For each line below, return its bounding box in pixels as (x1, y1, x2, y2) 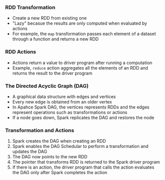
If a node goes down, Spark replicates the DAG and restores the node (12, 114, 155, 120)
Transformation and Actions (5, 127, 74, 134)
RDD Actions (5, 48, 36, 55)
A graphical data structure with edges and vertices (12, 93, 116, 100)
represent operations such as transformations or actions (12, 109, 128, 115)
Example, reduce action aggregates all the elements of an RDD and (12, 65, 149, 71)
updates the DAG (12, 148, 48, 154)
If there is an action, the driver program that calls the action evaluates (12, 164, 155, 170)
